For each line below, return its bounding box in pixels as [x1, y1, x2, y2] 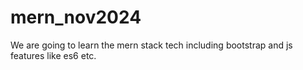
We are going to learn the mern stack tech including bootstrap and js [10, 39, 293, 51]
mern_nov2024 [10, 6, 142, 29]
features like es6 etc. [10, 49, 97, 61]
